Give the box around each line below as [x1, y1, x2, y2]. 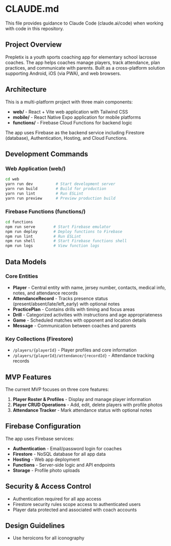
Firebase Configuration [5, 422, 81, 431]
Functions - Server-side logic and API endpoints [12, 461, 115, 468]
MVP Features [5, 372, 52, 382]
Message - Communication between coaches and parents [12, 322, 137, 328]
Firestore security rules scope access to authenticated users [12, 501, 141, 507]
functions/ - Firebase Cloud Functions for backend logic [12, 119, 132, 125]
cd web [5, 177, 19, 182]
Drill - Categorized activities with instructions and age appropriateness [12, 311, 163, 318]
